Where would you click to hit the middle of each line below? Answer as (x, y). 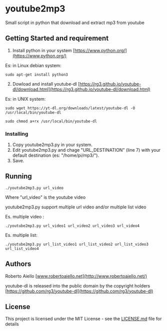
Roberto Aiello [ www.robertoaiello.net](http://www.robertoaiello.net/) (76, 276)
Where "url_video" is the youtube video (45, 197)
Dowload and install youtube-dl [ (46, 84)
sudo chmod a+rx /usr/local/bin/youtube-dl (51, 121)
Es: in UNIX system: (25, 99)
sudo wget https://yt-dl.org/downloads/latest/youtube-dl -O (70, 108)
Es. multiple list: (21, 235)
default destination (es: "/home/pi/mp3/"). (55, 155)
